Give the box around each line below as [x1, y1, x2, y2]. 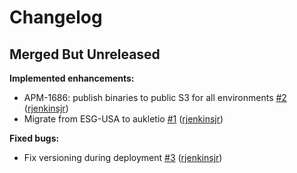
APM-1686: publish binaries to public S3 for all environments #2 [23, 92, 287, 103]
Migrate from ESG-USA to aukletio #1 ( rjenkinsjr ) [23, 113, 224, 125]
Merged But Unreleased [9, 46, 161, 63]
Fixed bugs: [9, 132, 60, 144]
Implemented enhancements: [9, 72, 135, 84]
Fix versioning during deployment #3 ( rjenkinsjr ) [23, 152, 223, 163]
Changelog [9, 6, 103, 29]
